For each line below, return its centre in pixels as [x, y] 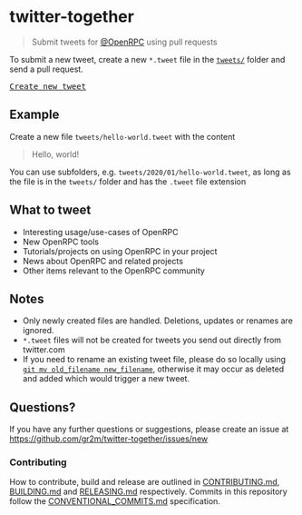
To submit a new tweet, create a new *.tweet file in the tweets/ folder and [147, 59]
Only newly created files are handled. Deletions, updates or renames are [157, 321]
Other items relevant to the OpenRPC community [114, 271]
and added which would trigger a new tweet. [106, 379]
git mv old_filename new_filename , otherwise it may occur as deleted [153, 369]
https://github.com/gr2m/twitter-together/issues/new [109, 439]
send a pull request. [46, 69]
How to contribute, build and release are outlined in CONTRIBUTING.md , [145, 482]
